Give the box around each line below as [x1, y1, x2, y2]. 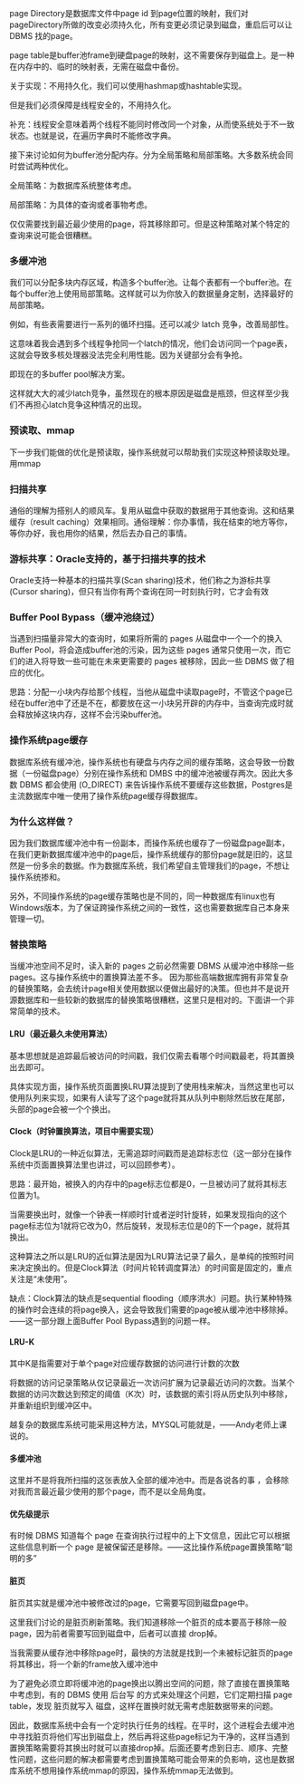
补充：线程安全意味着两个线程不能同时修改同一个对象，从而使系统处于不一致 [9, 119, 295, 130]
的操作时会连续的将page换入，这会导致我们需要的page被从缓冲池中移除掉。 [9, 1304, 293, 1315]
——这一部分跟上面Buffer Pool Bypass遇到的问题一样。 [9, 1315, 215, 1326]
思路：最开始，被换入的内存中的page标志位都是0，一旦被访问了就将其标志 [9, 1178, 288, 1189]
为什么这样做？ [9, 815, 75, 827]
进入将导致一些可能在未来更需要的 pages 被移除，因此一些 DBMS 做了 [24, 656, 287, 667]
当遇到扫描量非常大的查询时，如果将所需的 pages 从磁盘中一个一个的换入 [9, 633, 283, 644]
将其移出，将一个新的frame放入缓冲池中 [9, 1658, 158, 1669]
